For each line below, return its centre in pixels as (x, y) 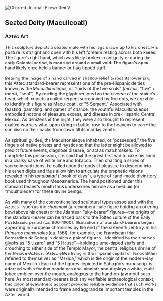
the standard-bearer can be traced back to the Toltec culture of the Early (78, 217)
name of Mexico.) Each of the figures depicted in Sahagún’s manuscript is (79, 263)
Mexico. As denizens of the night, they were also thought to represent (75, 119)
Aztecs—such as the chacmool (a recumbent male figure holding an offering (81, 207)
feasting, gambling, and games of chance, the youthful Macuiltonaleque (77, 109)
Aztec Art (16, 37)
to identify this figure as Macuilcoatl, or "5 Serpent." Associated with (73, 104)
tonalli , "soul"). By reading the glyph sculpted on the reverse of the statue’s (80, 94)
